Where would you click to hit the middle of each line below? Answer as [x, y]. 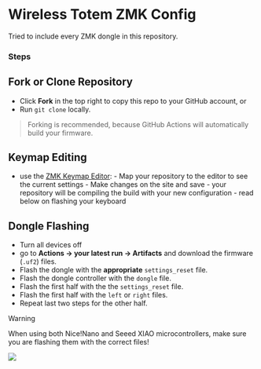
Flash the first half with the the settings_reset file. [101, 287]
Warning [22, 319]
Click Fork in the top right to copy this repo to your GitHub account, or [133, 100]
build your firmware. [60, 133]
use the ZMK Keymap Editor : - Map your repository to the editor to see [134, 176]
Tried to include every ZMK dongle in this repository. [93, 36]
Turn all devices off [51, 245]
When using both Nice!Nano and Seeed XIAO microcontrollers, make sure [127, 334]
